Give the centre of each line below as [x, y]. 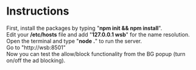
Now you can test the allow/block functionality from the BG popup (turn [96, 54]
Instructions [38, 11]
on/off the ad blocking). [36, 60]
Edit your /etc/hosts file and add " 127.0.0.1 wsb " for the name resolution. [98, 34]
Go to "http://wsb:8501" [36, 47]
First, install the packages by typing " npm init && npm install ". [84, 28]
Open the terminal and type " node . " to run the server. [74, 41]
